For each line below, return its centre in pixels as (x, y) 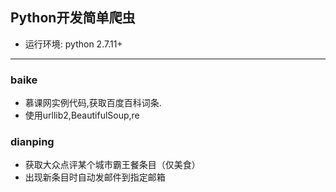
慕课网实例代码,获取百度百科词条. (93, 103)
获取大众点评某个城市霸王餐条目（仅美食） (112, 165)
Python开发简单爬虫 (73, 18)
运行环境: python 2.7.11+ (73, 44)
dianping (32, 142)
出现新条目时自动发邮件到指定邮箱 (95, 177)
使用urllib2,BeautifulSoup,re (82, 115)
